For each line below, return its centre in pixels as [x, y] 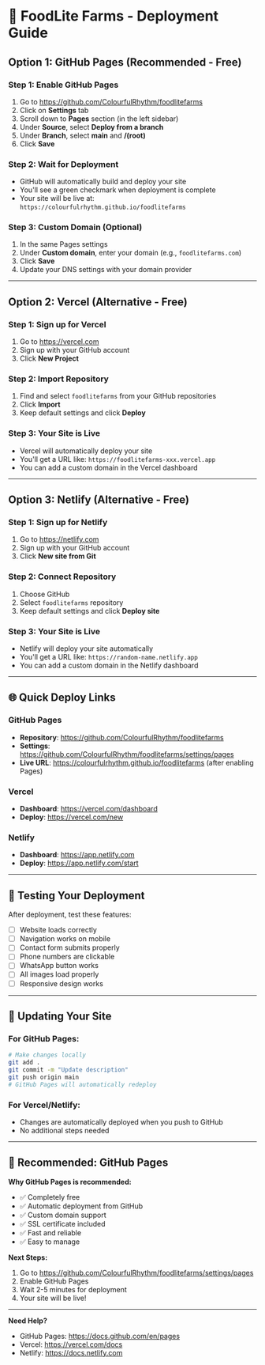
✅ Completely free [50, 1197]
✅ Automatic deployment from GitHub [81, 1206]
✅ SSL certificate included [62, 1223]
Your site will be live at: [57, 199]
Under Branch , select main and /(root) [82, 135]
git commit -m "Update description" [68, 1070]
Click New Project [49, 358]
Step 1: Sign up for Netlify [58, 523]
